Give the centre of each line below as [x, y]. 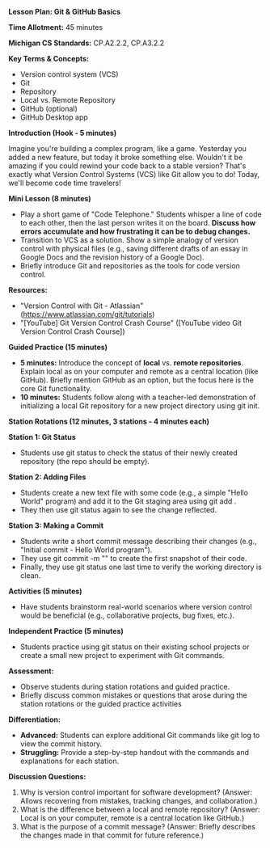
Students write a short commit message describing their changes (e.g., [138, 541]
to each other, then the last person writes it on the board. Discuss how [138, 223]
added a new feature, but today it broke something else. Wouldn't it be [126, 157]
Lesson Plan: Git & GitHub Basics [65, 12]
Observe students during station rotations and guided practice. [125, 687]
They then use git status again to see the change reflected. [118, 510]
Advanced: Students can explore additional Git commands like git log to [140, 735]
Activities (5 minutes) [45, 591]
